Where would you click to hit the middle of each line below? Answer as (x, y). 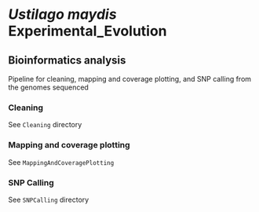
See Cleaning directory (45, 125)
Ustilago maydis (62, 15)
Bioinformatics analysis (67, 60)
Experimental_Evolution (88, 31)
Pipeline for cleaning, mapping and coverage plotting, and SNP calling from (130, 79)
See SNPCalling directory (49, 199)
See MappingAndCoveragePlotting (61, 162)
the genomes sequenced (48, 87)
